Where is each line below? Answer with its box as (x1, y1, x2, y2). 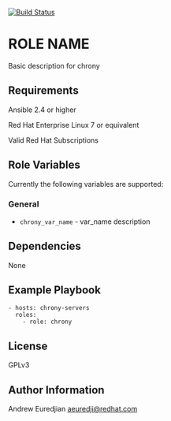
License (8, 339, 48, 352)
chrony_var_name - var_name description (19, 217, 151, 226)
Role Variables (8, 158, 80, 172)
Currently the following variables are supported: (8, 179, 164, 188)
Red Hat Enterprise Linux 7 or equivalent (8, 120, 139, 129)
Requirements (8, 84, 79, 98)
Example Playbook (8, 284, 101, 297)
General (8, 199, 39, 210)
